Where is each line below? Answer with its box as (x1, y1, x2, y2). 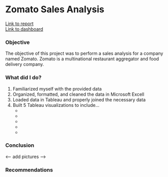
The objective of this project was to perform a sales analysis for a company (5, 50, 163, 57)
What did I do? (5, 74, 42, 81)
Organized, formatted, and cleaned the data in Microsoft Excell (12, 91, 145, 97)
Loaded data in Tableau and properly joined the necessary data (12, 96, 146, 103)
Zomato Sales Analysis (5, 4, 104, 15)
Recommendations (5, 166, 53, 173)
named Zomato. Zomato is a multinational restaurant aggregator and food (5, 56, 159, 62)
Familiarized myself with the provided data (12, 85, 102, 92)
